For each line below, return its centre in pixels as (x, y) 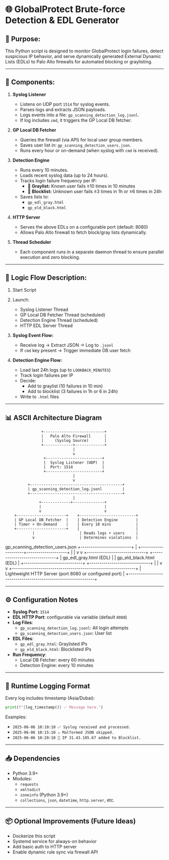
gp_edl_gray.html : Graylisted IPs (54, 644)
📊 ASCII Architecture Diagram (54, 418)
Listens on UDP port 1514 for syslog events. (65, 104)
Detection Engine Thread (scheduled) (59, 320)
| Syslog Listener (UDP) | (74, 463)
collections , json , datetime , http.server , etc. (67, 800)
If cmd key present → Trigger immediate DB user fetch (75, 350)
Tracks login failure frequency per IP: (58, 180)
